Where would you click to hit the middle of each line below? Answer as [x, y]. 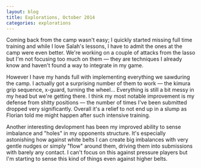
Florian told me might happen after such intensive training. [78, 115]
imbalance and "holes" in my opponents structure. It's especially [86, 133]
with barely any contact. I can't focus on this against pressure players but [97, 152]
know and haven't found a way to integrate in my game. [75, 65]
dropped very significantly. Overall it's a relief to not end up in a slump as [97, 109]
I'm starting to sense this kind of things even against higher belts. [87, 159]
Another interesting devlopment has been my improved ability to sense [94, 127]
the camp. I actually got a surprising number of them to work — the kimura [98, 83]
